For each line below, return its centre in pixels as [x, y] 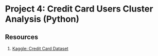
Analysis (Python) [42, 19]
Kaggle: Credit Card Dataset [40, 49]
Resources [22, 37]
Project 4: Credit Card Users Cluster [79, 9]
